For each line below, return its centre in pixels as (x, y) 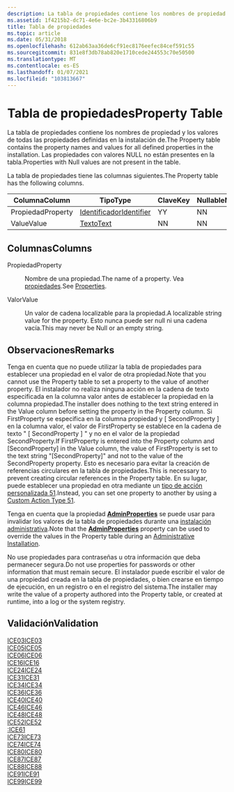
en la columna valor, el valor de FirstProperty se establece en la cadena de (114, 426)
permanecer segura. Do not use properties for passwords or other (101, 564)
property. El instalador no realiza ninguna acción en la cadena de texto (108, 389)
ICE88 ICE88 (25, 766)
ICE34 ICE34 (25, 684)
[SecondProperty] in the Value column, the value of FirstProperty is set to (112, 448)
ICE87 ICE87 (24, 759)
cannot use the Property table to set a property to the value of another (108, 381)
